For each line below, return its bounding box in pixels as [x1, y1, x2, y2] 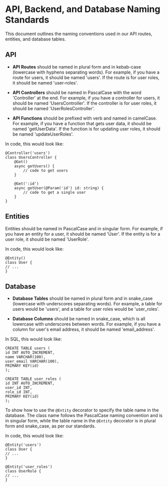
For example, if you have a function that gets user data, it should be [12, 120, 151, 126]
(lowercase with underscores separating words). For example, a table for [12, 301, 162, 307]
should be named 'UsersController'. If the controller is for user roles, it [12, 100, 156, 106]
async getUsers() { [14, 164, 55, 169]
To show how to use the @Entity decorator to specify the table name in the [5, 407, 159, 413]
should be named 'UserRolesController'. [12, 105, 95, 111]
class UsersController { [5, 155, 57, 160]
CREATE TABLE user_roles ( [5, 376, 61, 381]
